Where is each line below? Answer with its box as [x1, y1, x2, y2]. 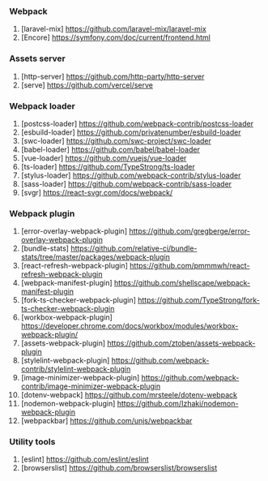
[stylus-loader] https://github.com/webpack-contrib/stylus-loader [20, 170, 241, 180]
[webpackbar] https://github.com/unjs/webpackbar [20, 416, 193, 426]
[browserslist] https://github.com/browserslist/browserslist [20, 463, 218, 473]
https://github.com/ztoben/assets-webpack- [107, 338, 256, 348]
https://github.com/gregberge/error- [129, 226, 250, 236]
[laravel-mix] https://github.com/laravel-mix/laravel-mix [20, 24, 207, 34]
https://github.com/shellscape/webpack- [113, 278, 251, 288]
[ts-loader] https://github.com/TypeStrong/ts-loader [20, 161, 195, 171]
